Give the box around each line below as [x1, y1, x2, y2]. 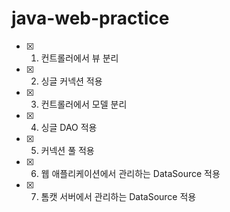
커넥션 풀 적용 [40, 144, 95, 156]
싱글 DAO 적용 [40, 121, 98, 133]
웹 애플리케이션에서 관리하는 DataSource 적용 [40, 167, 221, 179]
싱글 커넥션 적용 [40, 75, 103, 87]
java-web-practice [11, 7, 170, 30]
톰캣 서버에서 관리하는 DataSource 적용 [40, 190, 197, 202]
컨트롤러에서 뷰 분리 [40, 52, 119, 64]
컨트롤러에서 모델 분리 [40, 98, 128, 110]
